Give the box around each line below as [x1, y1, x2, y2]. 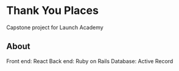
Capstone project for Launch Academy [6, 24, 104, 31]
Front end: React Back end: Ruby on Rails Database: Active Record [6, 57, 174, 64]
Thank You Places [6, 4, 99, 18]
